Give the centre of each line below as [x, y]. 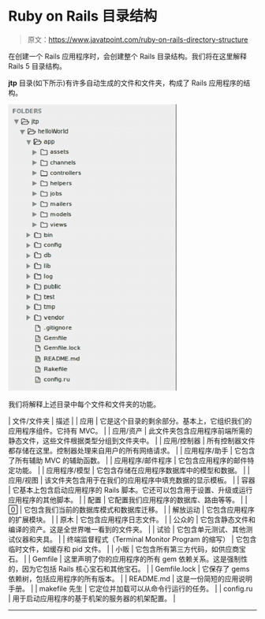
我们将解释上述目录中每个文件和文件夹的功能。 [84, 404]
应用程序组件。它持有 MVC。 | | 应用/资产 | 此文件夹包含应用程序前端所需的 [130, 431]
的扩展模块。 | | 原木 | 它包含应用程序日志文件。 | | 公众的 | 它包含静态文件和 [132, 519]
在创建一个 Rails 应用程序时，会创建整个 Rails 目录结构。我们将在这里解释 [127, 56]
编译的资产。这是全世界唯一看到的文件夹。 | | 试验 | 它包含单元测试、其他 [127, 529]
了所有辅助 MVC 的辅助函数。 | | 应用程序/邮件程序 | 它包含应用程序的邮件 [128, 460]
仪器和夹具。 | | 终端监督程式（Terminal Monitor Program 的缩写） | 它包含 [136, 539]
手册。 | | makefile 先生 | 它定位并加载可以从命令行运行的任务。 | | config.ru [131, 588]
